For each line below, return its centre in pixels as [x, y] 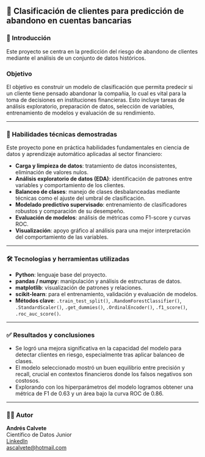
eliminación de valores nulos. [52, 172]
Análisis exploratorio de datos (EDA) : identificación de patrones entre [103, 179]
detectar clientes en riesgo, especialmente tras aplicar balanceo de [100, 355]
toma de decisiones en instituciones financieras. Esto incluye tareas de [95, 100]
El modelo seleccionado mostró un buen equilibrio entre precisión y [100, 367]
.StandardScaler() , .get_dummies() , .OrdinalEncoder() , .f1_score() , [101, 307]
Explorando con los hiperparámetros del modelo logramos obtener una [104, 387]
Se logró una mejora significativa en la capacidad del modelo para [98, 348]
